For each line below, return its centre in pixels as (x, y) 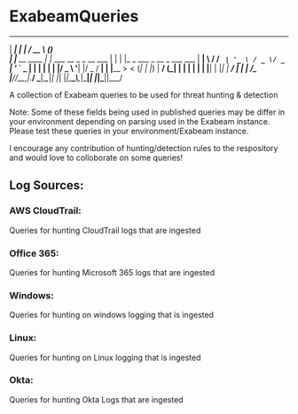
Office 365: (34, 253)
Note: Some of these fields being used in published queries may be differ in (147, 112)
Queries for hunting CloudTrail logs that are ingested (105, 230)
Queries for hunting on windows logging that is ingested (112, 315)
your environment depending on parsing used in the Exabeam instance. (140, 121)
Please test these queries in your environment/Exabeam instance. (129, 131)
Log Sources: (47, 185)
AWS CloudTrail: (45, 211)
